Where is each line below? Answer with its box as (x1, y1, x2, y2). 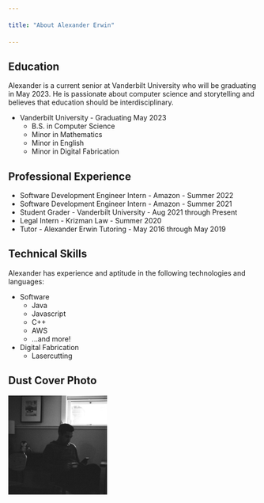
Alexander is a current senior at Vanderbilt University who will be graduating (8, 81, 257, 90)
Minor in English (31, 139, 85, 148)
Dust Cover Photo (8, 374, 97, 387)
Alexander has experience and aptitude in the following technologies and (8, 268, 247, 277)
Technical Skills (8, 247, 88, 261)
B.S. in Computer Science (31, 121, 115, 131)
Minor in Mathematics (31, 130, 103, 139)
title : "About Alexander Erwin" (8, 21, 115, 29)
